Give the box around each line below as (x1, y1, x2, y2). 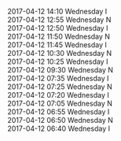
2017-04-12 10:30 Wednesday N (7, 49, 112, 58)
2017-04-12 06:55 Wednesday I (7, 107, 110, 117)
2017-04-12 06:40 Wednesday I (7, 124, 111, 133)
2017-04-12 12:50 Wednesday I (7, 24, 108, 32)
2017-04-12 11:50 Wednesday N (7, 32, 111, 41)
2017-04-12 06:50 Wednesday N (7, 116, 113, 124)
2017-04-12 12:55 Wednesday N (7, 15, 112, 24)
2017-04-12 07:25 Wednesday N (7, 82, 112, 91)
